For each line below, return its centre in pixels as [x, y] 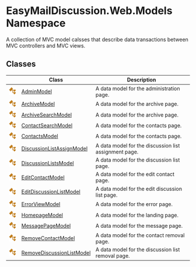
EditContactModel [43, 177]
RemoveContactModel [48, 238]
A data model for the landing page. [137, 215]
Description [141, 80]
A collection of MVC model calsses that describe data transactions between [97, 39]
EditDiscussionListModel [51, 192]
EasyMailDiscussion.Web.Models [89, 11]
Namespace [36, 23]
